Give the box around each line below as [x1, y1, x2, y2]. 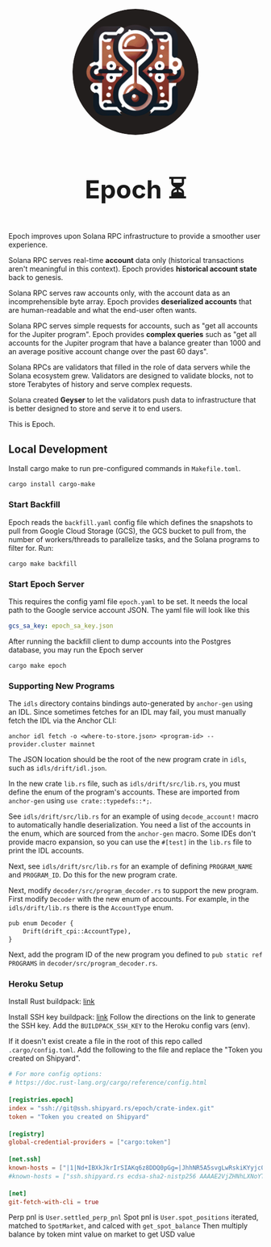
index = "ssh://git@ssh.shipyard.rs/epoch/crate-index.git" [8, 1104, 215, 1112]
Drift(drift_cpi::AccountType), [23, 928, 131, 936]
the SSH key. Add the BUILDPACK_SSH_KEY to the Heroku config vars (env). [8, 1021, 250, 1031]
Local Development [8, 442, 108, 456]
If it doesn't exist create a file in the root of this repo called [8, 1036, 203, 1046]
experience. [8, 240, 48, 249]
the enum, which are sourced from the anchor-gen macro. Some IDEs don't [8, 828, 256, 839]
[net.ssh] [8, 1155, 42, 1164]
